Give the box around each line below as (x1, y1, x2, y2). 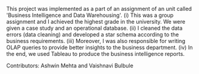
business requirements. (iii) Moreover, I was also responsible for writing (6, 38, 186, 44)
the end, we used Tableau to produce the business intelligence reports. (6, 50, 185, 57)
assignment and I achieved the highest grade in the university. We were (6, 18, 186, 25)
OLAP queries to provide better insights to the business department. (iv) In (6, 44, 193, 51)
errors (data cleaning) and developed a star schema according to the (6, 31, 180, 38)
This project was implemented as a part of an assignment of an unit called (6, 5, 192, 12)
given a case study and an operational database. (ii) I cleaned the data (6, 24, 183, 32)
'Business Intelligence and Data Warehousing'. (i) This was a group (6, 12, 174, 19)
